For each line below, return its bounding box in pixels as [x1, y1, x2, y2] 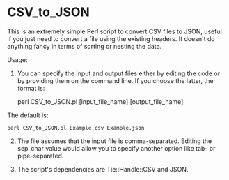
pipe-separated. [17, 151, 64, 160]
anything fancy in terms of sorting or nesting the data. [7, 42, 162, 50]
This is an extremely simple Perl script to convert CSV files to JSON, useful [7, 27, 223, 36]
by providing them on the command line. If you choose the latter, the [17, 76, 214, 84]
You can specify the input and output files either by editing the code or [17, 69, 221, 77]
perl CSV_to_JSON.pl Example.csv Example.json [7, 124, 145, 131]
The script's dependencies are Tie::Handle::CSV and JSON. [17, 165, 189, 173]
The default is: [7, 111, 49, 119]
